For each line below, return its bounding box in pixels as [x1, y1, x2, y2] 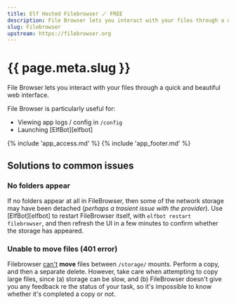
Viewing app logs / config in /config [17, 118, 123, 126]
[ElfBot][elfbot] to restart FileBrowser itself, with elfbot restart [7, 212, 192, 220]
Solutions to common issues [7, 160, 134, 171]
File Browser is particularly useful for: [7, 105, 116, 113]
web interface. [7, 91, 49, 99]
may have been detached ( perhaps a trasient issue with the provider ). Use [7, 204, 223, 212]
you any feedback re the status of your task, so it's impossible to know [7, 283, 212, 291]
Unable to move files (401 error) [7, 244, 118, 254]
